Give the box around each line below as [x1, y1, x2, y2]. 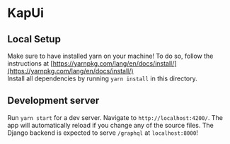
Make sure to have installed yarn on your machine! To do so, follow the [7, 52, 214, 60]
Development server [7, 95, 100, 107]
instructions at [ [7, 59, 53, 68]
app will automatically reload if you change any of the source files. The [7, 121, 214, 129]
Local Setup [7, 33, 62, 45]
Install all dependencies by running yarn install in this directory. [7, 74, 198, 83]
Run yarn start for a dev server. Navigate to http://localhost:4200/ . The [7, 113, 223, 121]
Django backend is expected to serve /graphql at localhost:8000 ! [7, 128, 198, 137]
